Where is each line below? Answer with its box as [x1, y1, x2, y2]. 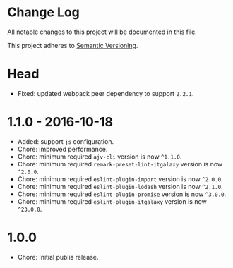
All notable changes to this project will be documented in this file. [7, 28, 198, 36]
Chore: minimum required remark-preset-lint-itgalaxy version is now [17, 159, 223, 168]
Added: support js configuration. [17, 137, 114, 145]
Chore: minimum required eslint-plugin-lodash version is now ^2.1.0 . [17, 182, 224, 190]
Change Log [7, 4, 80, 20]
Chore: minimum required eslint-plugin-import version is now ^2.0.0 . [17, 174, 224, 183]
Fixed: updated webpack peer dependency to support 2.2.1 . [17, 89, 194, 97]
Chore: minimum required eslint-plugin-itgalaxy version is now [17, 197, 207, 205]
